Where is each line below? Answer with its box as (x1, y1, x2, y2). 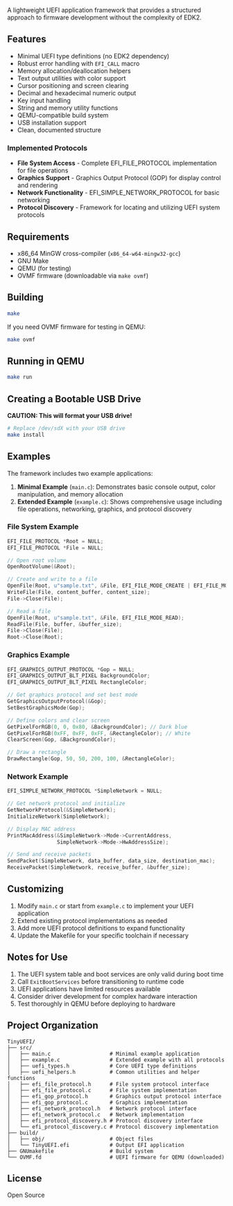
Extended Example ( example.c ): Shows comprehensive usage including (17, 497, 223, 506)
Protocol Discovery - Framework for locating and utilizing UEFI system (17, 203, 221, 211)
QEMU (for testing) (17, 264, 71, 272)
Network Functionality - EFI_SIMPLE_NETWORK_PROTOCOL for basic (17, 188, 220, 197)
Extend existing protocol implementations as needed (17, 916, 168, 924)
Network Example (7, 771, 69, 781)
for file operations (17, 166, 69, 175)
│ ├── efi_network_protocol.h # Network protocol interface (7, 1105, 197, 1112)
